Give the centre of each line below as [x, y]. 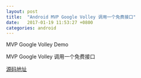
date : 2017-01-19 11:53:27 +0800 [50, 22]
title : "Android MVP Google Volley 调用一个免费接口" [71, 17]
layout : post [22, 11]
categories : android [31, 28]
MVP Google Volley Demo [37, 45]
